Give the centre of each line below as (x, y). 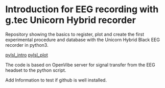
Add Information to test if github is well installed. (56, 80)
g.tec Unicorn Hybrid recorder (71, 20)
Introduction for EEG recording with (82, 9)
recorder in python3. (27, 45)
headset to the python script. (36, 70)
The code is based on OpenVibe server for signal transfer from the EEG (80, 65)
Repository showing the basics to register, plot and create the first (75, 34)
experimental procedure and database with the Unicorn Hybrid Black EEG (82, 40)
